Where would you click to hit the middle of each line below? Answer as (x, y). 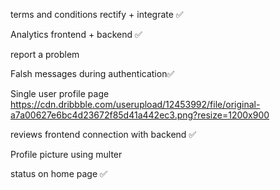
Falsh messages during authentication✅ (92, 73)
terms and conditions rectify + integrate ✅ (97, 14)
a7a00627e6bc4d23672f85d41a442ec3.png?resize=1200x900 (140, 115)
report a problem (45, 54)
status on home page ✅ (59, 173)
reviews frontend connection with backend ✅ (103, 134)
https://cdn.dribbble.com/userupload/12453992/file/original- (135, 104)
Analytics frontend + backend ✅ (76, 34)
